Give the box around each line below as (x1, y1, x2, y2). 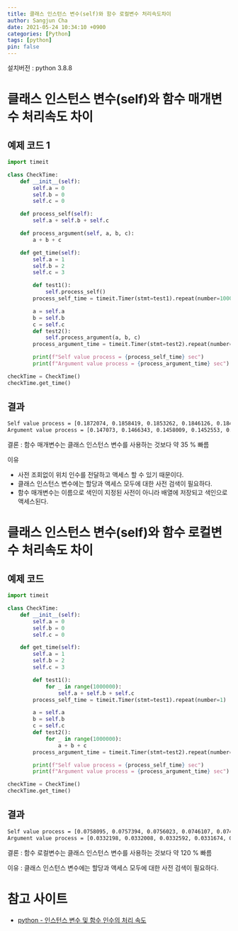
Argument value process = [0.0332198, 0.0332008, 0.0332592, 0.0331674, (7, 835, 227, 842)
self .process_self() (45, 289, 106, 296)
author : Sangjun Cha (7, 17, 69, 24)
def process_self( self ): (20, 211, 93, 218)
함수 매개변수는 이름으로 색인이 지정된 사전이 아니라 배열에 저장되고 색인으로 (17, 489, 228, 497)
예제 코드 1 (7, 139, 51, 151)
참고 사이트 (7, 891, 68, 907)
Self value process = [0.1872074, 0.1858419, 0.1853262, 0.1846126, (7, 420, 214, 428)
